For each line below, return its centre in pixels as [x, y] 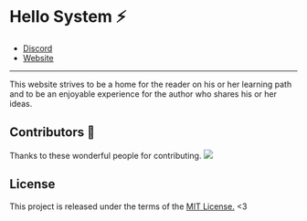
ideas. [21, 103]
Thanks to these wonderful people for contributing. [106, 155]
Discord [37, 48]
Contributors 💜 [53, 132]
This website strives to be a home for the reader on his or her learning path [151, 84]
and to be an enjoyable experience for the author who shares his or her [143, 94]
